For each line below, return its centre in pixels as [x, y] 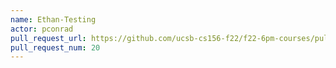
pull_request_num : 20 [55, 47]
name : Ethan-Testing [53, 19]
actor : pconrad [42, 29]
